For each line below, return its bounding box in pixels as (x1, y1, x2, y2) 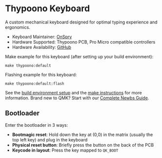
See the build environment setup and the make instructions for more (5, 90, 142, 95)
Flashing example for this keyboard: (5, 71, 77, 77)
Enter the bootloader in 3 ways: (5, 122, 68, 128)
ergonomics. (5, 24, 30, 30)
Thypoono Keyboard (5, 3, 90, 14)
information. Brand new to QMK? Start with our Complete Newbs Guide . (5, 95, 149, 101)
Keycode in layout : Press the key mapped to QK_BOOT (12, 147, 119, 153)
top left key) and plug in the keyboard (12, 136, 88, 142)
